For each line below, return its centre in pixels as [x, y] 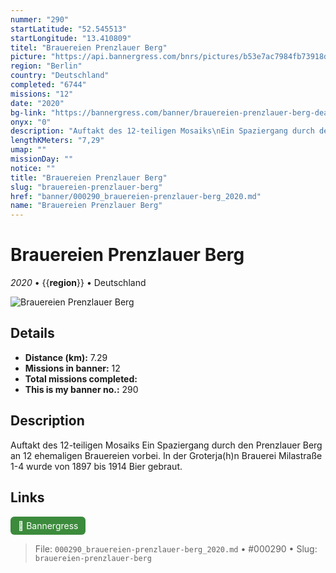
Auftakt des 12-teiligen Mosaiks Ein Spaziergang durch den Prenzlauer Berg [166, 445]
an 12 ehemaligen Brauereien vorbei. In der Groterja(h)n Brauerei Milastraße [166, 455]
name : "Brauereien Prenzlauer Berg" [86, 206]
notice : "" [33, 168]
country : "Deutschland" [60, 76]
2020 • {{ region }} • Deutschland [78, 283]
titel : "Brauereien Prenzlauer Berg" [89, 47]
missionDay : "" [42, 159]
